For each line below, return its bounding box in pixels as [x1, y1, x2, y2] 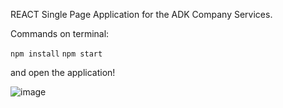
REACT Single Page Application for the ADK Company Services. [10, 9, 273, 20]
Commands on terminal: [10, 28, 110, 39]
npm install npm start [10, 49, 103, 59]
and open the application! [10, 67, 116, 78]
